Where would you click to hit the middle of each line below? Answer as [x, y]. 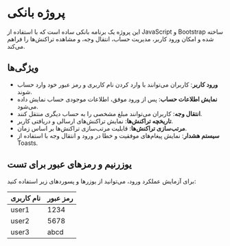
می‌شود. [28, 106]
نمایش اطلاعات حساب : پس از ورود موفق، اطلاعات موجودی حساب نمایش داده [117, 99]
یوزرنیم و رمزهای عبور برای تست [69, 165]
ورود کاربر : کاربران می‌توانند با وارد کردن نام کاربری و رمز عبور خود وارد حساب [117, 85]
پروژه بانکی [36, 13]
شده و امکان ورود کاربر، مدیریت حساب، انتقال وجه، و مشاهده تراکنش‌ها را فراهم [111, 38]
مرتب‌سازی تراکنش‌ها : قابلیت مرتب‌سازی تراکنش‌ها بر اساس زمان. [102, 128]
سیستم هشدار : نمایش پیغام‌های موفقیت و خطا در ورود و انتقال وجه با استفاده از [118, 135]
